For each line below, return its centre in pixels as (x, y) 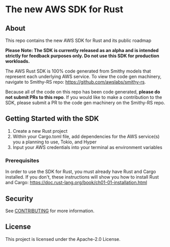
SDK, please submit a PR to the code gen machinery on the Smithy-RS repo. (85, 103)
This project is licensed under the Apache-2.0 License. (63, 239)
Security (19, 198)
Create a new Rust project (40, 131)
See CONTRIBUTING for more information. (50, 211)
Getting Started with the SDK (52, 119)
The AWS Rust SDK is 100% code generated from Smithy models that (78, 71)
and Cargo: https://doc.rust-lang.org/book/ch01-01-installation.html (76, 183)
